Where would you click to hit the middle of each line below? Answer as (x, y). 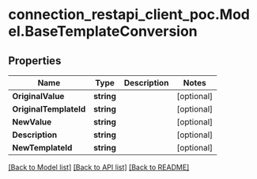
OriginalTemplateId (49, 109)
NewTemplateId (42, 148)
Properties (35, 61)
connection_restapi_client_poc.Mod (129, 15)
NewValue (32, 122)
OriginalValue (38, 96)
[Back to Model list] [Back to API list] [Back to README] (99, 167)
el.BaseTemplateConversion (103, 31)
